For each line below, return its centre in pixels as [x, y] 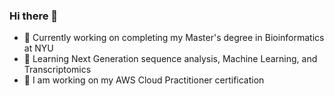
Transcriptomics [57, 70]
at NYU [38, 48]
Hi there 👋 [34, 16]
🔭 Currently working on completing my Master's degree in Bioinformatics [174, 38]
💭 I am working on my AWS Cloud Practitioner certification [144, 80]
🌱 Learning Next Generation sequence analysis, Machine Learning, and [170, 59]
